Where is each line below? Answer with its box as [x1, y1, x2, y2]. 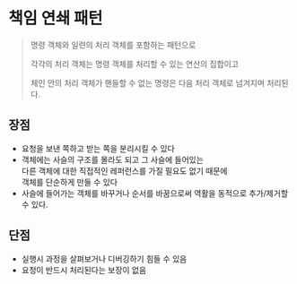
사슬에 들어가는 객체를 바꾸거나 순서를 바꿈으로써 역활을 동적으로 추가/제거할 [21, 187, 289, 198]
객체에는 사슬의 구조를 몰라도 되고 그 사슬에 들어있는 [21, 154, 204, 165]
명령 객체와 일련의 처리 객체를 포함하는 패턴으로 [30, 39, 197, 50]
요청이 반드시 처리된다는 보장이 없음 [21, 264, 147, 275]
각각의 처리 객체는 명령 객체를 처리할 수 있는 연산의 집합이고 [30, 58, 240, 69]
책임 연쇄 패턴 [8, 8, 103, 29]
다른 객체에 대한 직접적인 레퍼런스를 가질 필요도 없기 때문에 [21, 165, 228, 176]
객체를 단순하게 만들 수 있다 [21, 176, 118, 187]
